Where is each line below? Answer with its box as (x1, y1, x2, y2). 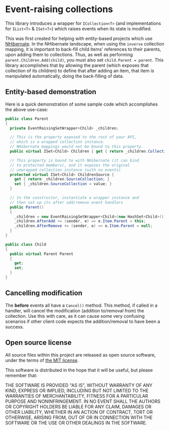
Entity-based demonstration (5, 87, 97, 97)
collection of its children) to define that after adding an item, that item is (5, 67, 154, 74)
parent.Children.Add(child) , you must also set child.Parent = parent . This (5, 57, 164, 63)
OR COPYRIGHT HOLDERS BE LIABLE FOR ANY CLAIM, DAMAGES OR (5, 403, 152, 410)
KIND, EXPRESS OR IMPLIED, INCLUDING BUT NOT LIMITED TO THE (5, 388, 149, 394)
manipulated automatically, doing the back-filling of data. (5, 73, 124, 79)
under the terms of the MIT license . (5, 357, 79, 363)
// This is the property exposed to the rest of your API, (10, 135, 137, 140)
